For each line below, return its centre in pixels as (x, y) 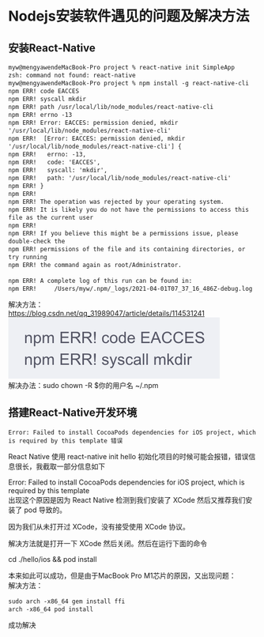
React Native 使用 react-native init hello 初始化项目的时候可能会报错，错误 (128, 456)
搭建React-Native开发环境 (73, 413)
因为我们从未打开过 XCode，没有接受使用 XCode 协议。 (99, 526)
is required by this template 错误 (66, 441)
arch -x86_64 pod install (51, 609)
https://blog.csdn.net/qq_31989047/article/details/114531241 (107, 313)
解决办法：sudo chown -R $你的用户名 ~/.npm (83, 385)
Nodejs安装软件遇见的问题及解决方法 (129, 16)
